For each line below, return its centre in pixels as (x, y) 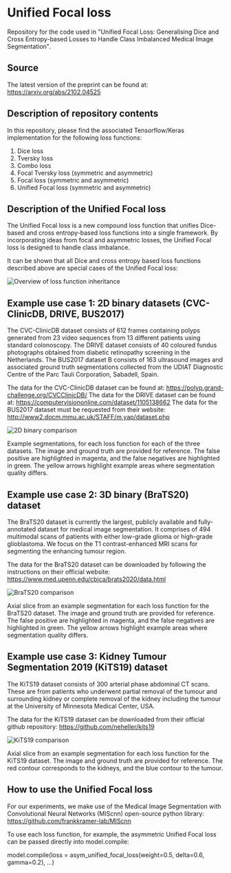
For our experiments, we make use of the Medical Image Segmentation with (114, 806)
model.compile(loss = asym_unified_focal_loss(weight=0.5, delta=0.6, (106, 854)
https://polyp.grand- (195, 388)
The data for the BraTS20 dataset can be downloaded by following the (107, 565)
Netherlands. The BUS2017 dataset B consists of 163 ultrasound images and (115, 360)
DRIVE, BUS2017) (87, 314)
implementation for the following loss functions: (75, 137)
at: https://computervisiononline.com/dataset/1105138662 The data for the (112, 402)
